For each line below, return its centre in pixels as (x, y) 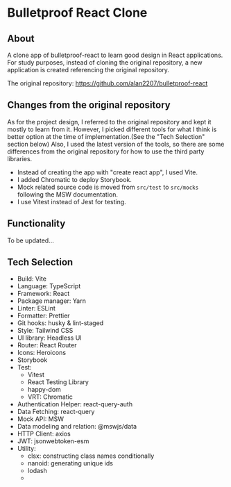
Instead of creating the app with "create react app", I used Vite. (107, 172)
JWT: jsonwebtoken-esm (53, 441)
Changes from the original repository (89, 105)
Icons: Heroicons (42, 353)
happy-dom (44, 390)
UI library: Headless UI (49, 338)
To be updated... (31, 240)
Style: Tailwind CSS (45, 331)
